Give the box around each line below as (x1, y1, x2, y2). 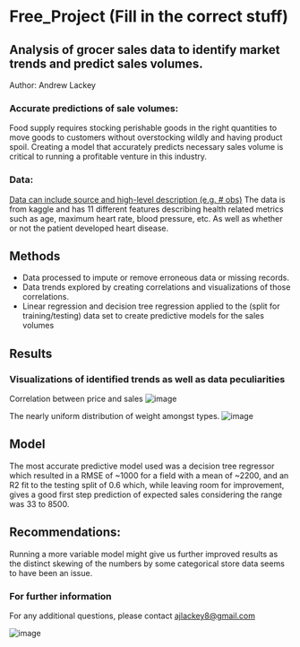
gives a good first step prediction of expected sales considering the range (9, 489, 283, 500)
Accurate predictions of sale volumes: (9, 101, 179, 114)
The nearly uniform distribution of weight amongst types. (9, 411, 220, 422)
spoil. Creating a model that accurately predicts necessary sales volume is (9, 142, 284, 153)
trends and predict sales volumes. (9, 56, 203, 71)
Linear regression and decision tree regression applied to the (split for (21, 301, 280, 311)
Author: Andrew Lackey (9, 80, 97, 91)
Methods (9, 249, 61, 264)
